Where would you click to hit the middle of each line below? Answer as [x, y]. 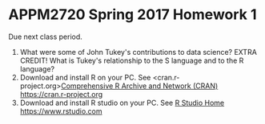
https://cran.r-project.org [61, 94]
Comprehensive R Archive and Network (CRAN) [140, 86]
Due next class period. [45, 37]
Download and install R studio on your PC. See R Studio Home [122, 103]
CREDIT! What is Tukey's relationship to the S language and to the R [132, 60]
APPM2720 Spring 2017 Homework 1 [133, 15]
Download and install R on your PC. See [85, 77]
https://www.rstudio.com [61, 111]
